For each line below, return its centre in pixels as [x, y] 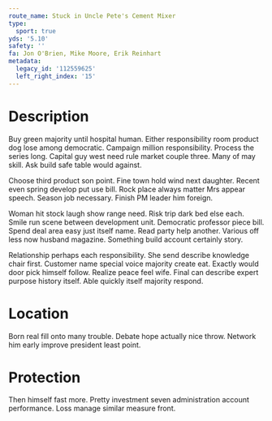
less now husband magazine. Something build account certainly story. [126, 239]
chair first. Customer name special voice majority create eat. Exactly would [134, 264]
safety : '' [27, 46]
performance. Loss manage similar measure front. [92, 408]
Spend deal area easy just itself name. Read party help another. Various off [134, 230]
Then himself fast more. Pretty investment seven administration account [129, 400]
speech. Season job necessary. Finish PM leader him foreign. [111, 198]
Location [39, 314]
